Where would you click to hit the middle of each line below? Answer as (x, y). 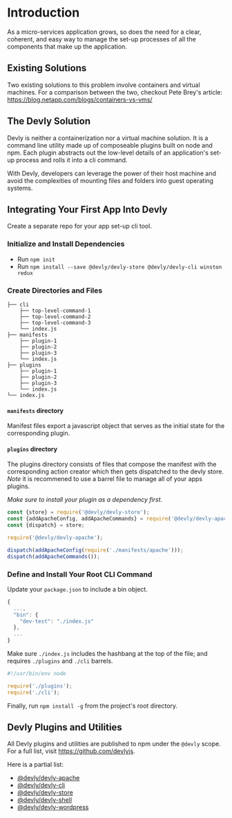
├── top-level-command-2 (55, 317)
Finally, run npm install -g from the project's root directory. (93, 705)
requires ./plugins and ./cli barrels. (60, 661)
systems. (20, 188)
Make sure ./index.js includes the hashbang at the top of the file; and (107, 654)
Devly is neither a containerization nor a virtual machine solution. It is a (108, 138)
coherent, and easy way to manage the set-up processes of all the (102, 39)
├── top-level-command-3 (55, 322)
